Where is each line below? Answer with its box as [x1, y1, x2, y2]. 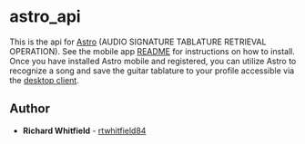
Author [9, 101, 50, 117]
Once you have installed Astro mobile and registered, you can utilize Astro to [9, 55, 297, 66]
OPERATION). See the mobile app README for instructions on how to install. [9, 45, 296, 56]
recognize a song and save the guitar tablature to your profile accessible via [9, 65, 295, 76]
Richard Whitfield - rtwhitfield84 [22, 125, 147, 136]
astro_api [9, 6, 81, 27]
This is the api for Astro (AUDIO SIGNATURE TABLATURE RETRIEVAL [9, 36, 267, 47]
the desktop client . [9, 74, 79, 85]
